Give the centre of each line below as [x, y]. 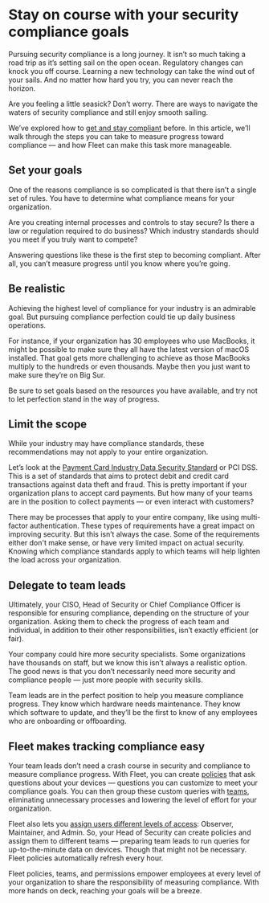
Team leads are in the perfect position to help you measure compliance [126, 696]
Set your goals [45, 170]
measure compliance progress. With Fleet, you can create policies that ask [132, 774]
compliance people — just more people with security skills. [106, 680]
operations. [27, 325]
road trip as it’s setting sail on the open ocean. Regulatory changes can [126, 63]
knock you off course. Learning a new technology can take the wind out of [132, 71]
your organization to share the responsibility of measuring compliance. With [134, 882]
